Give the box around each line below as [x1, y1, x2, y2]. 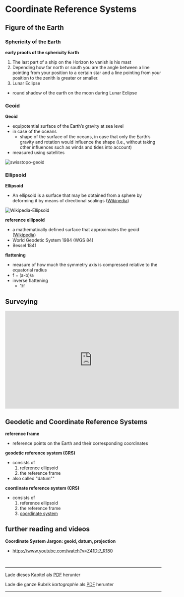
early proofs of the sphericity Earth [5, 49, 79, 55]
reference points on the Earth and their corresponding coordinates [12, 440, 148, 446]
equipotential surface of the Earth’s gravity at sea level [12, 123, 124, 129]
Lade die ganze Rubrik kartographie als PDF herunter [5, 581, 114, 587]
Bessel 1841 [12, 243, 37, 249]
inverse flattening [12, 277, 48, 284]
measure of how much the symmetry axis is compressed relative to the [12, 262, 158, 268]
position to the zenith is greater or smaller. [12, 75, 99, 81]
